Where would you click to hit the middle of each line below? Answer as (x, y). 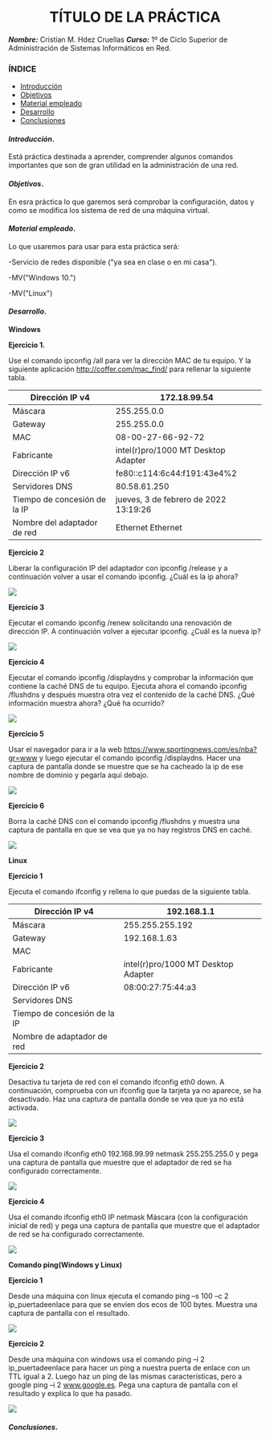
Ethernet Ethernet (149, 528)
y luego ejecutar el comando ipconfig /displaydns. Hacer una (140, 758)
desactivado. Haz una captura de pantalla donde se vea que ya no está (126, 1099)
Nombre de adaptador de (60, 1037)
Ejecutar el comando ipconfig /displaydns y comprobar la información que (131, 678)
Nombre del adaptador (55, 522)
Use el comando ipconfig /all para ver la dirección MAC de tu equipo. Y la (130, 361)
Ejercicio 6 (27, 806)
